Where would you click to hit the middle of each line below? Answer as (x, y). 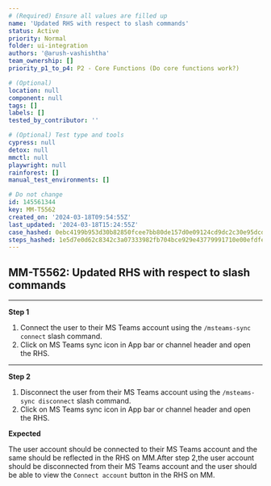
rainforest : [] (34, 173)
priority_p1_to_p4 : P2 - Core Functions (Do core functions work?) (124, 69)
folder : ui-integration (48, 46)
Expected (25, 434)
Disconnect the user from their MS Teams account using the (120, 392)
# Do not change (35, 195)
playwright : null (38, 165)
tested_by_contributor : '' (54, 121)
